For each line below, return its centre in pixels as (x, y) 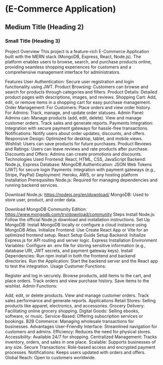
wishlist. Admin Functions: (31, 286)
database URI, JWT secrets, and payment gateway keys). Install (69, 250)
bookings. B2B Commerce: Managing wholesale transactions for (70, 321)
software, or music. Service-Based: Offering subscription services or (74, 316)
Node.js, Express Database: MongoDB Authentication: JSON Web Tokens (79, 164)
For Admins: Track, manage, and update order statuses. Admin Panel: (75, 113)
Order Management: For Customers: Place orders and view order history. (78, 107)
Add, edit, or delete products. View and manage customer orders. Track (77, 295)
